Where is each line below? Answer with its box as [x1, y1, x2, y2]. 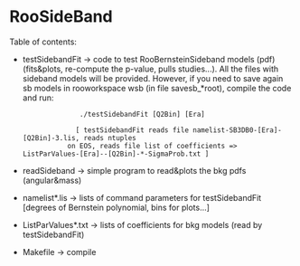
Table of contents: [9, 36, 77, 47]
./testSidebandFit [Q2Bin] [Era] [80, 109, 205, 119]
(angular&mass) [22, 175, 82, 185]
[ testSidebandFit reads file [75, 125, 190, 135]
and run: [22, 92, 54, 103]
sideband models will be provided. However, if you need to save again [22, 72, 284, 83]
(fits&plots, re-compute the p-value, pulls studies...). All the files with [22, 63, 279, 74]
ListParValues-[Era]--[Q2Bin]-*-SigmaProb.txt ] [22, 149, 210, 158]
